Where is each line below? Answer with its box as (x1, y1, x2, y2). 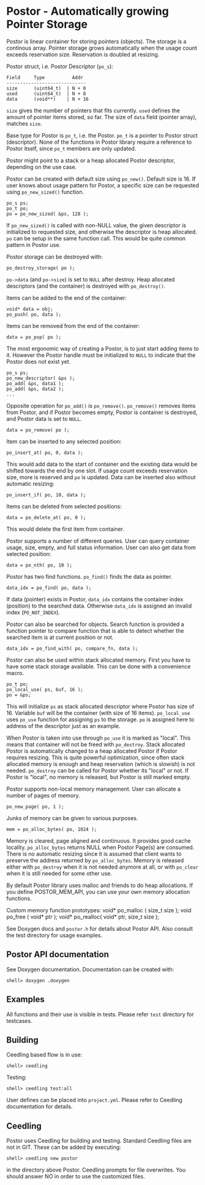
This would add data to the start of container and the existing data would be (6, 460, 198, 467)
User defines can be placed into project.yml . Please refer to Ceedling (6, 1097, 182, 1104)
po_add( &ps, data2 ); (6, 386, 64, 392)
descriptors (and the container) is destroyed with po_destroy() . (6, 282, 166, 289)
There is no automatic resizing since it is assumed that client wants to (6, 850, 182, 858)
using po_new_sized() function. (6, 188, 84, 195)
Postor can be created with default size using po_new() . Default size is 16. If (6, 175, 196, 182)
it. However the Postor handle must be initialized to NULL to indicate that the (6, 351, 196, 359)
